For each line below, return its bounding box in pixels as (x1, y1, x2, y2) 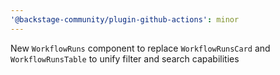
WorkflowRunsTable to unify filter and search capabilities (10, 52, 240, 65)
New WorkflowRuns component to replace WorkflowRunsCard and (10, 42, 271, 54)
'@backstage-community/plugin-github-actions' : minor (10, 14, 240, 25)
